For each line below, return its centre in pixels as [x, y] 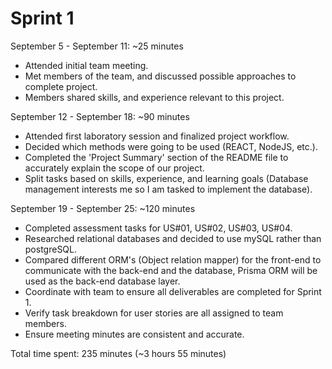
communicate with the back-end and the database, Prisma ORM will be [171, 270]
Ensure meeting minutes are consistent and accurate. [134, 334]
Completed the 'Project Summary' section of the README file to [156, 157]
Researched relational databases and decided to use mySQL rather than [173, 238]
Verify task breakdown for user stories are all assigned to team [154, 313]
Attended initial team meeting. [86, 65]
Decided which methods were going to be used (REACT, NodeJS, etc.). [171, 146]
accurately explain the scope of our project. [114, 168]
